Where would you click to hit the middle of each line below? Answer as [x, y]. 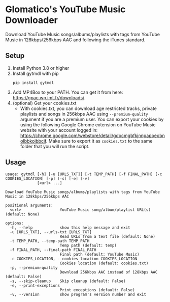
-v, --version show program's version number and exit [78, 294]
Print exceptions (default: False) [97, 290]
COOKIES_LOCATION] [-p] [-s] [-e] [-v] [47, 179]
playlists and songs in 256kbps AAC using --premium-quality [84, 114]
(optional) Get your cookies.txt [44, 103]
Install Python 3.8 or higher [41, 68]
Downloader [32, 20]
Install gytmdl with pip [36, 73]
